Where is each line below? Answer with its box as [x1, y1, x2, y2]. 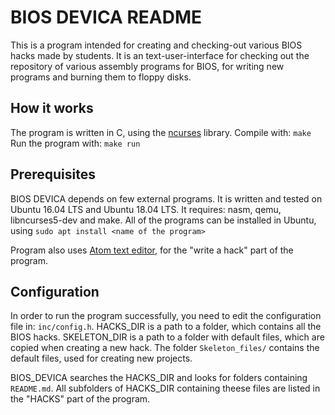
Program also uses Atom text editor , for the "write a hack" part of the [10, 244, 294, 256]
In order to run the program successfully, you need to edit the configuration [10, 310, 322, 322]
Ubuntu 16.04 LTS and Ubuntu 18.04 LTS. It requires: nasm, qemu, [10, 203, 282, 215]
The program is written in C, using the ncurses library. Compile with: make [10, 126, 312, 138]
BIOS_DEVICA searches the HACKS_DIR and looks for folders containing [10, 372, 308, 384]
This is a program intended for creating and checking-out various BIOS [10, 39, 303, 51]
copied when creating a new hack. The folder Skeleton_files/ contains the [10, 342, 320, 354]
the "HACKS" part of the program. [10, 393, 151, 405]
